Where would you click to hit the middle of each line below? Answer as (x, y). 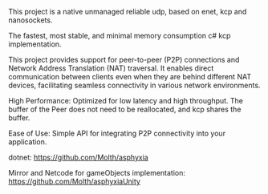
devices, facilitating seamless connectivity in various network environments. (134, 85)
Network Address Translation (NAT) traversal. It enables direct (111, 68)
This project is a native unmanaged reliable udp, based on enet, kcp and (128, 12)
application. (28, 142)
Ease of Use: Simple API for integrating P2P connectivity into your (117, 133)
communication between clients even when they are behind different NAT (130, 77)
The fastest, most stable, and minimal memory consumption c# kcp (120, 36)
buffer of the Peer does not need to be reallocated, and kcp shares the (125, 109)
